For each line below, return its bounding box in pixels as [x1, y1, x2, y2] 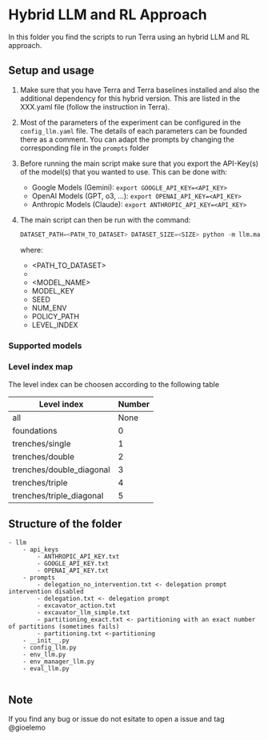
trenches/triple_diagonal [12, 490, 104, 501]
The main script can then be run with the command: [19, 214, 191, 225]
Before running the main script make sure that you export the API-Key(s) [19, 158, 258, 168]
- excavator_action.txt [37, 602, 116, 610]
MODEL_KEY [31, 286, 74, 295]
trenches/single [12, 438, 71, 449]
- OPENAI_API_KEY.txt [37, 566, 110, 574]
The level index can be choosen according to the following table [8, 379, 220, 389]
